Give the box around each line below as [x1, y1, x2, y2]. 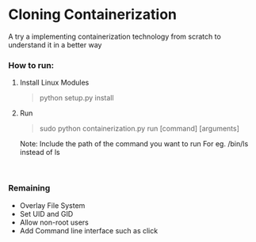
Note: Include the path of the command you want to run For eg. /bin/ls [19, 139, 249, 149]
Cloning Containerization [8, 6, 177, 24]
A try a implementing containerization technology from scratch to [8, 32, 222, 41]
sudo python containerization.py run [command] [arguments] [39, 124, 240, 134]
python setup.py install [39, 93, 114, 103]
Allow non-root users [19, 217, 89, 227]
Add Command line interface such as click [19, 225, 159, 235]
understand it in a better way [8, 40, 102, 49]
